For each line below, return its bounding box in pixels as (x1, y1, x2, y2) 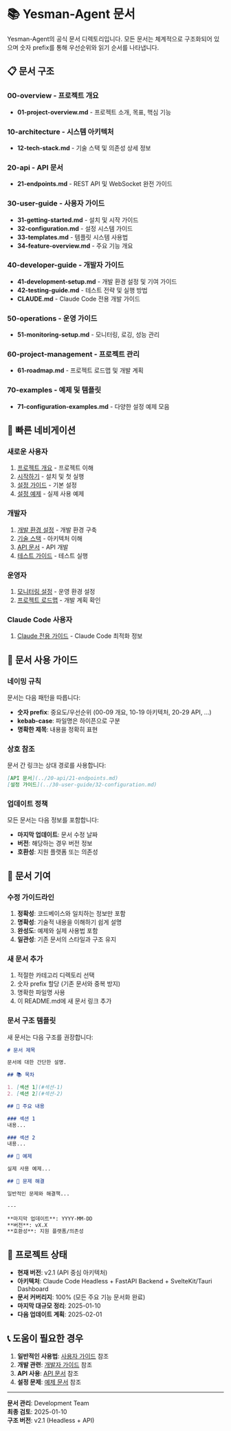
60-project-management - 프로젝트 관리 (7, 350, 140, 359)
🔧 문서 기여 (7, 870, 52, 881)
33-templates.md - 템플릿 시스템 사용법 (16, 232, 129, 241)
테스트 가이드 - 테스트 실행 (16, 551, 88, 559)
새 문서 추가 (7, 954, 43, 963)
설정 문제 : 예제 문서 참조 (16, 1377, 81, 1386)
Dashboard (16, 1285, 49, 1293)
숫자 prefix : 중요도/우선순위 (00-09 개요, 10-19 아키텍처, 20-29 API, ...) (16, 708, 212, 716)
